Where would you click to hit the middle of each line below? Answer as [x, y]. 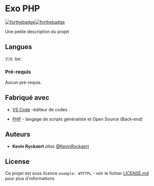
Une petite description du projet [37, 31]
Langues [19, 47]
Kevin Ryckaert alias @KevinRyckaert [51, 146]
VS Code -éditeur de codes [40, 109]
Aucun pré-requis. [23, 82]
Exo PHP [22, 9]
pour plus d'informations [30, 179]
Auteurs [18, 134]
